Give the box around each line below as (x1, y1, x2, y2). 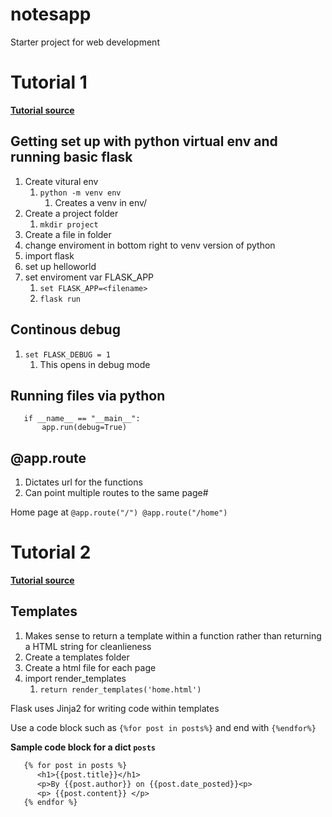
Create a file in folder (24, 228, 112, 240)
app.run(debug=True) (41, 423, 128, 433)
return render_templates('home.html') (39, 684, 202, 695)
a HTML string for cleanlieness (24, 640, 152, 652)
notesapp (10, 3, 92, 26)
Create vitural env (24, 175, 99, 187)
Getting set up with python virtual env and (10, 133, 278, 150)
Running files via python (10, 387, 166, 404)
